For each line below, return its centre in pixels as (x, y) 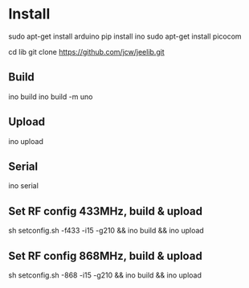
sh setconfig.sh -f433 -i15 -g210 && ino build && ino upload (106, 231)
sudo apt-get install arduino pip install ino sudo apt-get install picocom (125, 36)
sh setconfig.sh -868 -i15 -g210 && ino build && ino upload (105, 275)
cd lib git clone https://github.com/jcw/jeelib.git (86, 51)
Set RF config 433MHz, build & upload (106, 211)
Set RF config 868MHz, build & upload (105, 255)
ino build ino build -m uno (51, 97)
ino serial (23, 186)
